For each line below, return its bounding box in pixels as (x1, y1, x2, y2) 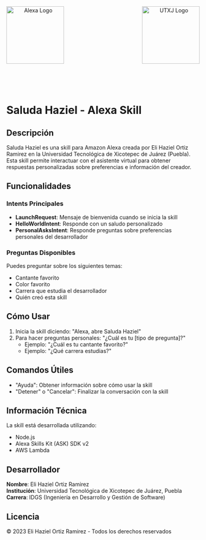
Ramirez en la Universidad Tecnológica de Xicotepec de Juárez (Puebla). (6, 150, 191, 158)
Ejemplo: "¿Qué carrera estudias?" (24, 347, 112, 354)
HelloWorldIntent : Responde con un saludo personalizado (15, 220, 163, 227)
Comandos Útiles (6, 365, 74, 376)
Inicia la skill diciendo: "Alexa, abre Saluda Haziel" (15, 327, 142, 335)
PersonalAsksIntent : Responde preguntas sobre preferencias (15, 226, 172, 234)
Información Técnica (6, 406, 87, 416)
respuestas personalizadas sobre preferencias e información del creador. (6, 164, 192, 170)
